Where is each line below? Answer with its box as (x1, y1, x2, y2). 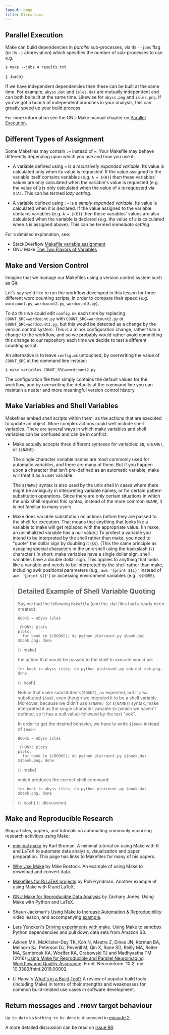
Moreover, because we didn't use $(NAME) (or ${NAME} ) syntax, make (17, 700, 159, 706)
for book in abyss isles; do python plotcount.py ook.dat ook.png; (17, 666, 162, 671)
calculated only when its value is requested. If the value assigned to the (12, 169, 161, 175)
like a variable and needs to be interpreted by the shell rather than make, (12, 562, 164, 568)
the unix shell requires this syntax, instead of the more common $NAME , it (12, 498, 162, 504)
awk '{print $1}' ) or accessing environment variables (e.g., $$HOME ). (12, 572, 155, 578)
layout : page (5, 7, 33, 13)
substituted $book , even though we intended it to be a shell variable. (17, 695, 158, 701)
